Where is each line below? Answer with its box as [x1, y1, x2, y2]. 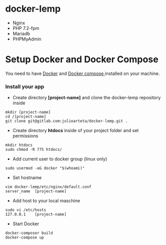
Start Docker [12, 221, 39, 227]
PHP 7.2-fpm [12, 25, 39, 31]
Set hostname [12, 175, 42, 181]
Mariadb [12, 30, 30, 36]
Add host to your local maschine [12, 198, 80, 204]
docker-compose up [5, 235, 44, 240]
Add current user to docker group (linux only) [12, 156, 107, 162]
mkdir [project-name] [5, 110, 51, 115]
